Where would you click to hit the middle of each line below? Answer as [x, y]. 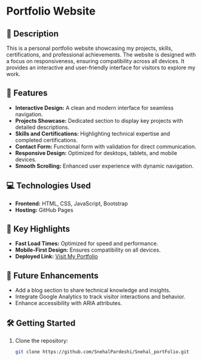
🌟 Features [27, 93]
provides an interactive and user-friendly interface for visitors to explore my [101, 67]
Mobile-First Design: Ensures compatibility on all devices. [88, 250]
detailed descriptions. [42, 127]
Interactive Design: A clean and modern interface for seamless [94, 108]
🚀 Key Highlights [38, 229]
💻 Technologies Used [49, 186]
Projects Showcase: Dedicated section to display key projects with [99, 120]
